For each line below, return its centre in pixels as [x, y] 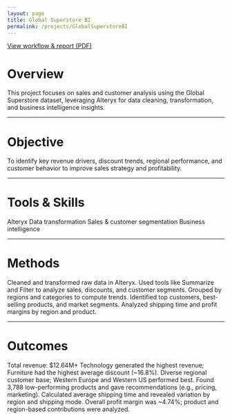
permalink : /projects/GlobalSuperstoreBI [68, 26]
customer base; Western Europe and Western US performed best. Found [110, 380]
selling [17, 305]
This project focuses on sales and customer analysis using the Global [106, 93]
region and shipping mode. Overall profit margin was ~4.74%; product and [113, 402]
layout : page [26, 13]
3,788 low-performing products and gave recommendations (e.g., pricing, [112, 388]
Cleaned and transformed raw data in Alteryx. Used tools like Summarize [110, 283]
